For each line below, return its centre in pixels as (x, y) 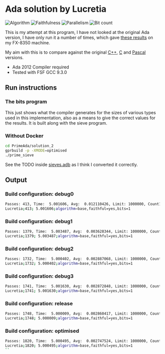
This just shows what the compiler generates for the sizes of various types (81, 112)
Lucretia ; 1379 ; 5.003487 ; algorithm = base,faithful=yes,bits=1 (69, 236)
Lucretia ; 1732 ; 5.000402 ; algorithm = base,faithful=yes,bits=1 (69, 264)
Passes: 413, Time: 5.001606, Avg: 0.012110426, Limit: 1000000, (76, 204)
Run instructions (31, 88)
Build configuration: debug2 (39, 249)
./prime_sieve (20, 155)
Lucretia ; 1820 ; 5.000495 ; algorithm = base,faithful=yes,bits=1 (69, 346)
